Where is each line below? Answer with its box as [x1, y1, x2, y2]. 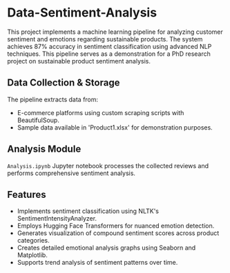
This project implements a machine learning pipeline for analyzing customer [7, 28, 223, 36]
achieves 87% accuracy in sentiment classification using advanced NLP [7, 42, 212, 50]
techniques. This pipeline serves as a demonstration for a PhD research [7, 50, 211, 58]
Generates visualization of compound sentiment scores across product [17, 229, 220, 237]
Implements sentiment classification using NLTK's [17, 207, 159, 215]
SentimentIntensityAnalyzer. [17, 214, 97, 223]
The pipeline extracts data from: [7, 95, 99, 103]
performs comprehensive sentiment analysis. [7, 169, 136, 177]
